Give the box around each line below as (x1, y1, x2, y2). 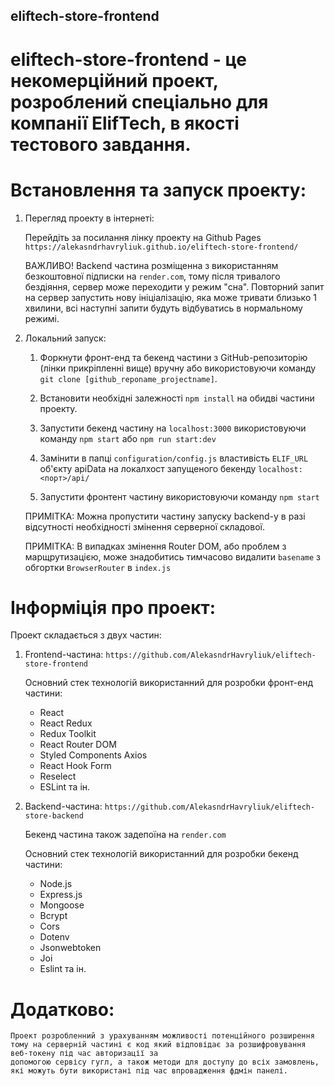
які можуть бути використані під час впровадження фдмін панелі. (10, 1066, 288, 1076)
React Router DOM (39, 739, 117, 751)
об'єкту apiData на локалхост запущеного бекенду (39, 462, 257, 474)
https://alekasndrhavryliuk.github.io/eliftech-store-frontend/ (24, 242, 299, 252)
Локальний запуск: (24, 332, 107, 344)
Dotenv (39, 931, 70, 943)
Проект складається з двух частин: (10, 629, 162, 641)
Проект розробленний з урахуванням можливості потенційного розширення (10, 1031, 315, 1041)
